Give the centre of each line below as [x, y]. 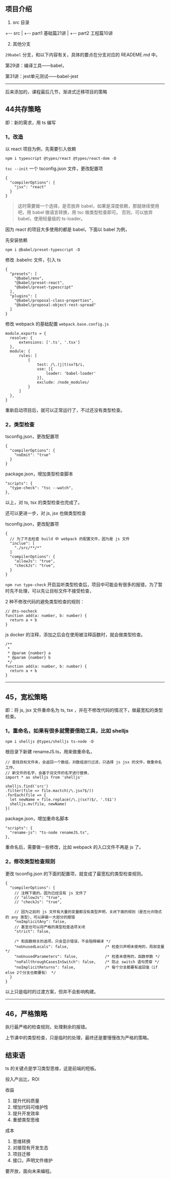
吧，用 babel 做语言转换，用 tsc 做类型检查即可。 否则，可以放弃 [85, 212]
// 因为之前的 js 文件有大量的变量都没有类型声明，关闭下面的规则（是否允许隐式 [88, 912]
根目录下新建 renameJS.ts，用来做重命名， [50, 752]
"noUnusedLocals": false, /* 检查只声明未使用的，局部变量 [89, 947]
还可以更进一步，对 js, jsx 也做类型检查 [46, 513]
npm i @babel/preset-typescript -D [43, 250]
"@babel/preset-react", [39, 283]
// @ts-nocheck [21, 611]
